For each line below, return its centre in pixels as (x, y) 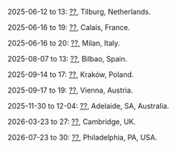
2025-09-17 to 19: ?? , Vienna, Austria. (70, 90)
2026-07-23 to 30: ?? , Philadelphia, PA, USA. (82, 137)
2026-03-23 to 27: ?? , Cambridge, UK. (72, 122)
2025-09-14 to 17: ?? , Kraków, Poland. (71, 75)
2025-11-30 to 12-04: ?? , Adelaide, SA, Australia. (88, 106)
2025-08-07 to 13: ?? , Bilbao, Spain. (67, 59)
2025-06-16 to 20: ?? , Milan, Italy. (64, 43)
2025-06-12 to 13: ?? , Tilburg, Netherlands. (79, 12)
